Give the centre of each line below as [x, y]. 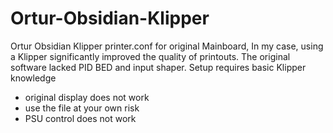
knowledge [33, 78]
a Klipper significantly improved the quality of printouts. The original [150, 56]
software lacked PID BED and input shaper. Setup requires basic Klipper [158, 67]
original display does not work [87, 97]
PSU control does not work [80, 118]
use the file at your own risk [82, 108]
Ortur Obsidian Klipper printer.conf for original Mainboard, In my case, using [167, 46]
